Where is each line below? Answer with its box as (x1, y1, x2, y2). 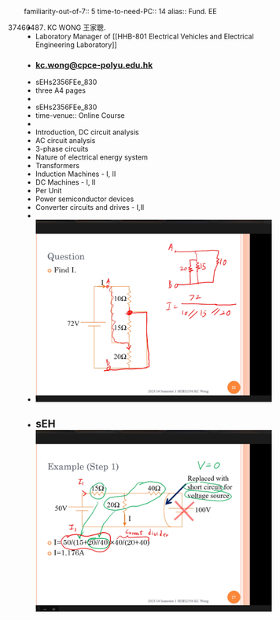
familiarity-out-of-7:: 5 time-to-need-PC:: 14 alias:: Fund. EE (24, 7, 218, 16)
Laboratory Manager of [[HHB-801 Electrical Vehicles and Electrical (35, 31, 254, 41)
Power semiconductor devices (35, 194, 134, 204)
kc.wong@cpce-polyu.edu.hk (35, 59, 153, 70)
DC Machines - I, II (35, 178, 96, 187)
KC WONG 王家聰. (46, 23, 106, 32)
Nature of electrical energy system (35, 152, 148, 162)
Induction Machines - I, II (35, 169, 116, 179)
